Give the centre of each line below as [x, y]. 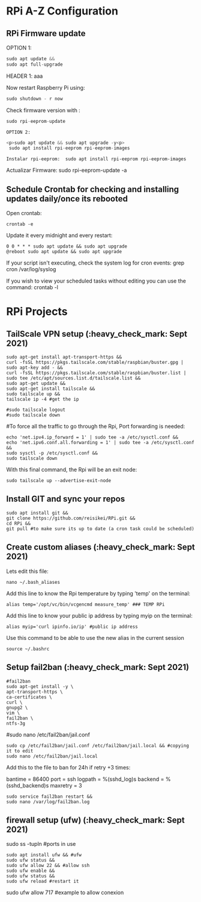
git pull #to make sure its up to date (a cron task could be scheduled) [100, 528]
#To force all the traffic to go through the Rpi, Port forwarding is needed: [96, 427]
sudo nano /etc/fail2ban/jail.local [52, 756]
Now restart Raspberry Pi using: [46, 87]
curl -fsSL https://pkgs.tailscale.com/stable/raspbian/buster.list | [96, 373]
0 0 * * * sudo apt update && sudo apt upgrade [67, 246]
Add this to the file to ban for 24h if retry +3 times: [68, 767]
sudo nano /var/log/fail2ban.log [48, 802]
